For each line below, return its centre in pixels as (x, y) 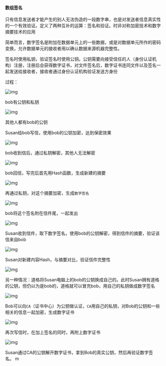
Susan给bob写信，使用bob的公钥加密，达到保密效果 (58, 133)
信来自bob (16, 240)
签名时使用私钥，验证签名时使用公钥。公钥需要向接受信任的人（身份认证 (79, 59)
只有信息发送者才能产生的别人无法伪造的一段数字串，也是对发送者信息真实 (81, 19)
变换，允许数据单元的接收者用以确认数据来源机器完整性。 (63, 49)
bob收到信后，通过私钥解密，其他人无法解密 (50, 153)
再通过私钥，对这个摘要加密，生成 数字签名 (47, 193)
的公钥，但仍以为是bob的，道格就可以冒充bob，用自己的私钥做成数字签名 (80, 286)
